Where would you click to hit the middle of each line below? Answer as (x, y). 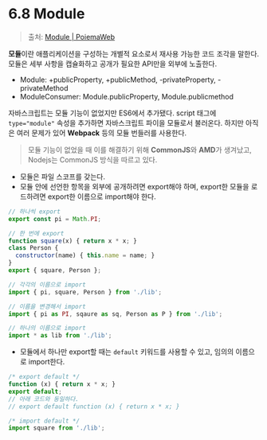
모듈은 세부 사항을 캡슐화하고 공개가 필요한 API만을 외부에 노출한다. (113, 64)
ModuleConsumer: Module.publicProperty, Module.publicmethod (126, 96)
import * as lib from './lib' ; (60, 336)
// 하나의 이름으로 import (47, 328)
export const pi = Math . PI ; (55, 219)
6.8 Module (47, 14)
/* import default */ (44, 421)
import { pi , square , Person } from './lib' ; (85, 292)
